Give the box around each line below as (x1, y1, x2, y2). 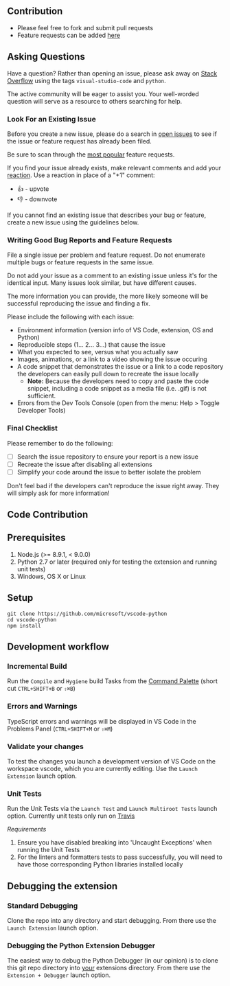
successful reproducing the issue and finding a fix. (7, 299, 151, 308)
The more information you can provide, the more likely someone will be (7, 292, 208, 301)
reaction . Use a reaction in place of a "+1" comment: (7, 171, 156, 179)
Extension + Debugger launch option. (7, 971, 111, 979)
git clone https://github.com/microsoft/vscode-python (7, 610, 168, 617)
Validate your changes (7, 742, 84, 751)
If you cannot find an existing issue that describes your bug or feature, (7, 211, 207, 219)
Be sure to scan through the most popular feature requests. (7, 150, 175, 159)
